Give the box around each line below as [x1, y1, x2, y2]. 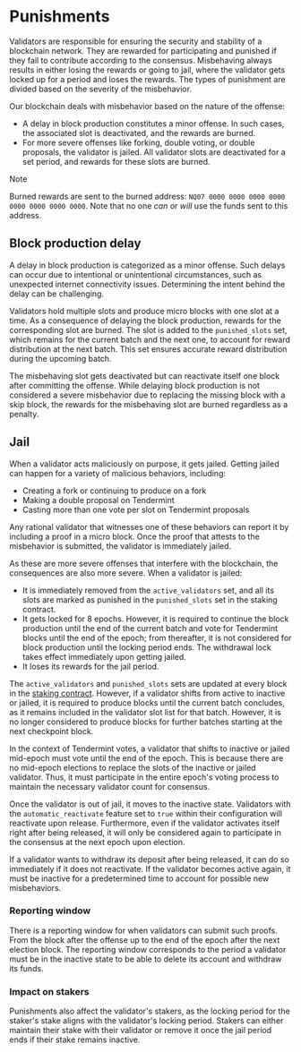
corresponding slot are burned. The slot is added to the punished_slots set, [9, 324, 288, 335]
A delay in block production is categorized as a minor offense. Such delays [9, 260, 286, 270]
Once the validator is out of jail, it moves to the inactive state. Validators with [9, 799, 291, 809]
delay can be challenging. [9, 288, 105, 299]
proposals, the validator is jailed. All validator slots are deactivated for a [21, 146, 287, 158]
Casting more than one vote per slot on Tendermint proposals [21, 504, 250, 515]
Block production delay [9, 235, 142, 252]
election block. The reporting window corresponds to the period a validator [9, 944, 287, 954]
